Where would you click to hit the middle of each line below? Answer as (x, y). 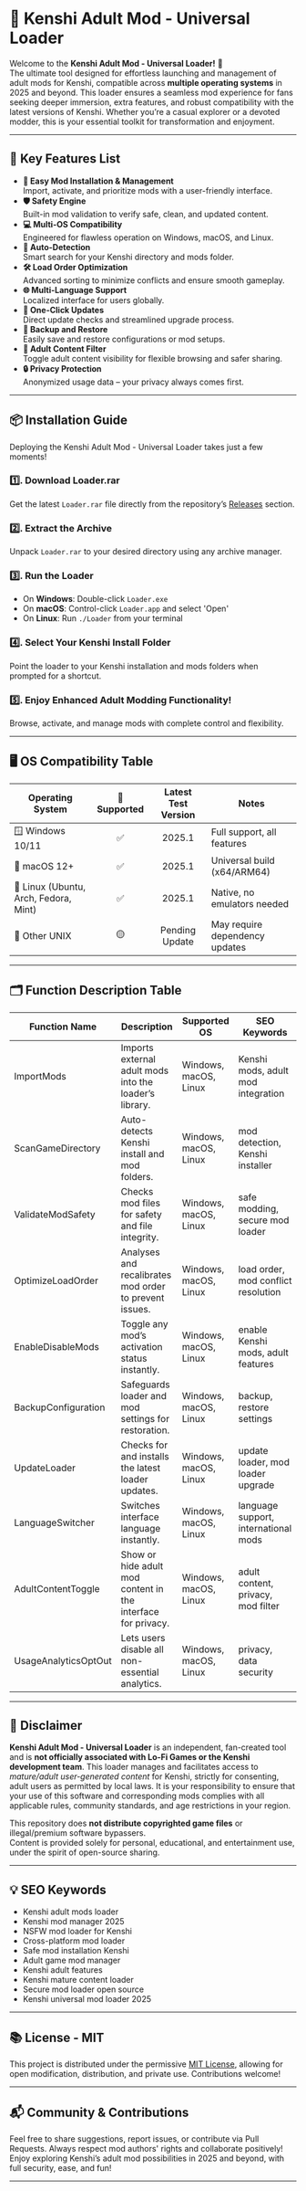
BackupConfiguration (60, 1407)
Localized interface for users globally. (93, 300)
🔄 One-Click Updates (63, 310)
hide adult (142, 1565)
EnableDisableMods (57, 1346)
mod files (141, 1203)
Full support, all (244, 832)
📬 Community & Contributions (99, 2112)
